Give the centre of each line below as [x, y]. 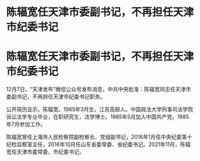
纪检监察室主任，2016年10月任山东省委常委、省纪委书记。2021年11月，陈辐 [99, 144]
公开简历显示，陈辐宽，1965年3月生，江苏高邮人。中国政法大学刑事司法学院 [100, 109]
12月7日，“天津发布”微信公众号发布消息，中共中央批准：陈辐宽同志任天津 [96, 89]
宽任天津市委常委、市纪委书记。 [45, 152]
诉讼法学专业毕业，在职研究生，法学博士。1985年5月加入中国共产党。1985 [98, 117]
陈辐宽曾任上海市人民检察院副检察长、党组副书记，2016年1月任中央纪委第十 [99, 137]
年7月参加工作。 [26, 124]
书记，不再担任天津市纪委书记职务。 [61, 97]
